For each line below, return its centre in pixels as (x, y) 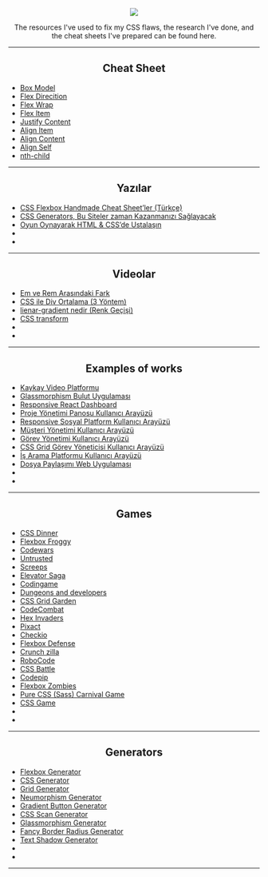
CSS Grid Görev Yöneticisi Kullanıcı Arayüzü (92, 447)
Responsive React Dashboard (68, 405)
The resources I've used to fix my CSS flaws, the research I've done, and (134, 27)
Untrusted (36, 559)
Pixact (30, 627)
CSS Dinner (39, 533)
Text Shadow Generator (59, 839)
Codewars (37, 550)
